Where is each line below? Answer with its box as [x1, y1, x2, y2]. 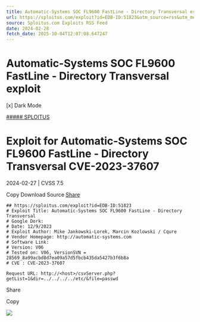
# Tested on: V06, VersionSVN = [6, 250, 86, 256]
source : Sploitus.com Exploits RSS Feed [6, 20, 108, 26]
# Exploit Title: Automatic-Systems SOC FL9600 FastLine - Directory [6, 208, 183, 214]
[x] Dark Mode [6, 102, 42, 109]
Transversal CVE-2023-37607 [6, 160, 160, 173]
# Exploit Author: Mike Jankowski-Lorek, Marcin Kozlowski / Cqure [6, 229, 177, 235]
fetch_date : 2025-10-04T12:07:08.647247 [6, 31, 108, 37]
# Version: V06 [6, 244, 44, 250]
